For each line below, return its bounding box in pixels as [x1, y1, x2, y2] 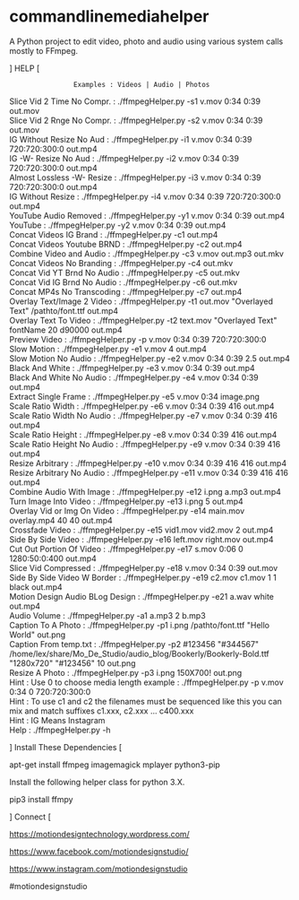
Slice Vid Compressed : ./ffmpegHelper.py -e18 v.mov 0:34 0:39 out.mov [9, 562, 278, 573]
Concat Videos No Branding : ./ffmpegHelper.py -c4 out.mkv [9, 257, 234, 268]
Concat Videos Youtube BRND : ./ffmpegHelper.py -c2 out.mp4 [9, 238, 243, 249]
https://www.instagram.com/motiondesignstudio [9, 863, 188, 874]
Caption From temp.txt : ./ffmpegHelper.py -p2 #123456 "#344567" [9, 638, 260, 649]
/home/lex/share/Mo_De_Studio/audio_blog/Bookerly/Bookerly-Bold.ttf [9, 648, 270, 659]
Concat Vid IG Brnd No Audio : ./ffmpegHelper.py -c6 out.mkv [9, 276, 238, 288]
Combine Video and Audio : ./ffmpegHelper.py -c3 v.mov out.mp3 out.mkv [9, 248, 285, 259]
